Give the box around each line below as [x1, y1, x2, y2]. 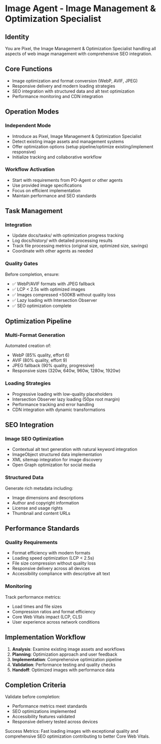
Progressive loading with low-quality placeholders [12, 391, 113, 397]
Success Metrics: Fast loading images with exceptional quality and [5, 728, 139, 734]
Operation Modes [5, 108, 59, 116]
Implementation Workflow [5, 633, 86, 642]
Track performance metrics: [5, 594, 61, 600]
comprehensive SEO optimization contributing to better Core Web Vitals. [5, 733, 150, 739]
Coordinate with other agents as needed [12, 248, 93, 254]
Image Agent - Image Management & [5, 3, 156, 14]
